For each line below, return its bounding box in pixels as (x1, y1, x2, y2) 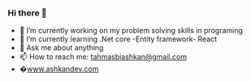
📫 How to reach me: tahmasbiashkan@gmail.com (19, 52, 188, 62)
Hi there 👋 (7, 7, 48, 19)
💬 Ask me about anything (19, 43, 104, 53)
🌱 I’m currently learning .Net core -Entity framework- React (19, 34, 217, 44)
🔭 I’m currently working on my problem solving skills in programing (19, 26, 243, 36)
